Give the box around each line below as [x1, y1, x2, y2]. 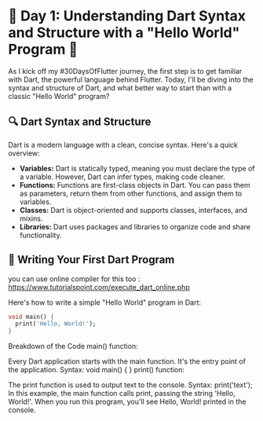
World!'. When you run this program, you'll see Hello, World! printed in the [8, 397, 247, 407]
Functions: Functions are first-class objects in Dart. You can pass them [19, 180, 250, 189]
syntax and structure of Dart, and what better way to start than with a [8, 82, 232, 93]
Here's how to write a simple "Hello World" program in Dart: [8, 298, 202, 307]
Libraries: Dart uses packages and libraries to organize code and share [19, 221, 251, 231]
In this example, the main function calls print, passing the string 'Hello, [8, 389, 236, 398]
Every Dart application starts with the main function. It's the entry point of [8, 357, 246, 366]
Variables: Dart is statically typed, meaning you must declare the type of [19, 163, 255, 173]
